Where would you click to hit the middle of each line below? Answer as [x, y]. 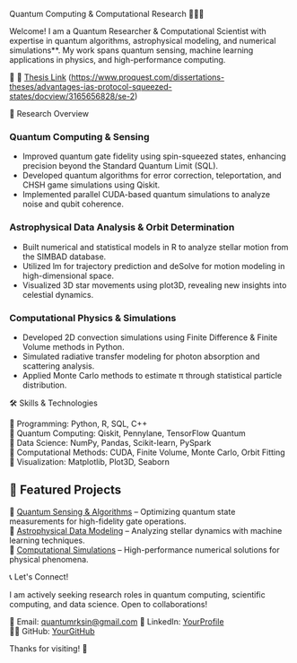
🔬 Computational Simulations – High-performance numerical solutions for [144, 550]
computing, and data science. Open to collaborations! [109, 604]
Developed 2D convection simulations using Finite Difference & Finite [150, 337]
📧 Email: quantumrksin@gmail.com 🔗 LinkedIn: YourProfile [117, 621]
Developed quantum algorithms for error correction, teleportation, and [152, 176]
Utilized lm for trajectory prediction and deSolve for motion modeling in [153, 266]
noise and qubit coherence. [73, 204]
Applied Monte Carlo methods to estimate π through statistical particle [152, 375]
